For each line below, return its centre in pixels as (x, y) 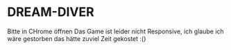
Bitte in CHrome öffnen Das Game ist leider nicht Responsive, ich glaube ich (115, 31)
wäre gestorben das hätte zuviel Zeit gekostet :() (77, 38)
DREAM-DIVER (51, 12)
